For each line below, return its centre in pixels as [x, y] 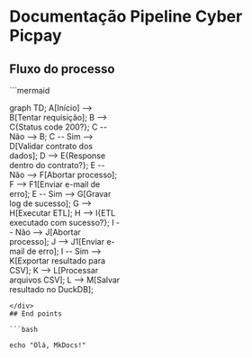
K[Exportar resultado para [58, 261]
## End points [36, 314]
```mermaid [30, 90]
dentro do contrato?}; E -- [57, 165]
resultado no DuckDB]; [52, 289]
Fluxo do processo [62, 69]
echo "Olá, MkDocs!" [48, 345]
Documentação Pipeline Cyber [126, 17]
